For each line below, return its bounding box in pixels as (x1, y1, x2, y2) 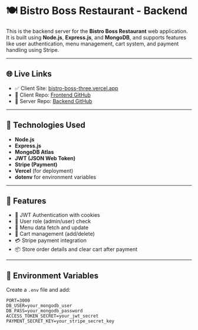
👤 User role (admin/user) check (14, 218, 91, 225)
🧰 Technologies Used (6, 120, 85, 130)
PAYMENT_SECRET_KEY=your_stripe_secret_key (6, 318, 115, 324)
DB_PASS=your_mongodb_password (6, 308, 83, 314)
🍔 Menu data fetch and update (14, 224, 89, 231)
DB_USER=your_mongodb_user (6, 303, 72, 309)
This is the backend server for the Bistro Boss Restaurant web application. (6, 27, 189, 35)
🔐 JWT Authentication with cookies (14, 212, 100, 219)
